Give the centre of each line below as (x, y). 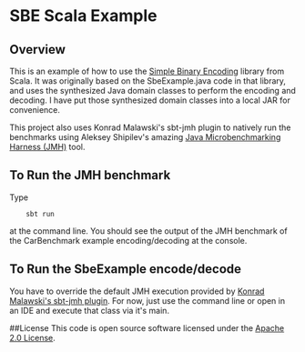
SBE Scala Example (83, 16)
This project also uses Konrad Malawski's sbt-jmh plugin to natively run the (150, 127)
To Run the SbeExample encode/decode (126, 269)
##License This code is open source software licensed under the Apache (147, 327)
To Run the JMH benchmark (90, 175)
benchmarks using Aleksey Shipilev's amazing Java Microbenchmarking (145, 137)
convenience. (35, 110)
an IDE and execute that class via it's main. (90, 310)
